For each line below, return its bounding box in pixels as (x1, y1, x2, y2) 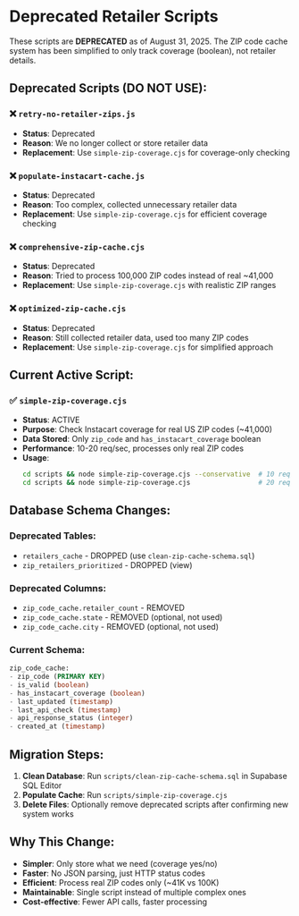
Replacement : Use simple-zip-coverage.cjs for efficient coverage (21, 208, 268, 219)
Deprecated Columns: (9, 581, 107, 594)
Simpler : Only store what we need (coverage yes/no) (21, 858, 218, 869)
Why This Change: (9, 835, 115, 850)
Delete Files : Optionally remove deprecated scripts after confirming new (21, 799, 289, 810)
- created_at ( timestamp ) (9, 722, 105, 731)
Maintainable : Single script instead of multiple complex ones (21, 886, 247, 897)
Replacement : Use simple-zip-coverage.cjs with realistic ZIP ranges (21, 280, 277, 291)
